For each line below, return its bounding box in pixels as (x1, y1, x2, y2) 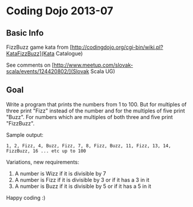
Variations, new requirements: (6, 158, 80, 165)
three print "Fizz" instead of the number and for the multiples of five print (6, 107, 185, 114)
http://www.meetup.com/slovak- (53, 61, 134, 68)
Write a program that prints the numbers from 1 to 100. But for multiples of (6, 101, 187, 108)
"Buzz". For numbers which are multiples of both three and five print (6, 113, 173, 120)
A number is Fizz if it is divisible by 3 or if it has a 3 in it (14, 176, 150, 183)
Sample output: (6, 131, 43, 138)
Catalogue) (55, 50, 83, 57)
